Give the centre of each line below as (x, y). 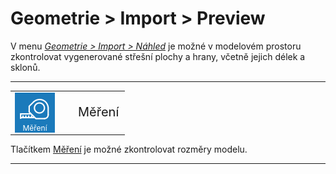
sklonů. (25, 67)
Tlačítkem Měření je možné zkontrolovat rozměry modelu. (129, 149)
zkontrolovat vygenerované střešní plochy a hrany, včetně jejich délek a (158, 56)
